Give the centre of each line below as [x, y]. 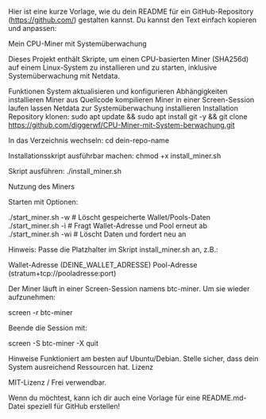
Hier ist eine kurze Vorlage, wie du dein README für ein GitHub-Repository [131, 12]
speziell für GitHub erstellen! [73, 406]
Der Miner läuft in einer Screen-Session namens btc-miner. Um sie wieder [129, 288]
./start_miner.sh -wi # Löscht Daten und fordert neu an [97, 234]
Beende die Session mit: [48, 328]
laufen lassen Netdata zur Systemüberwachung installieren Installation [123, 108]
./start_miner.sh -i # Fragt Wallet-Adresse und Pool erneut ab [108, 226]
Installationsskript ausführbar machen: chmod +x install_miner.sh [115, 156]
